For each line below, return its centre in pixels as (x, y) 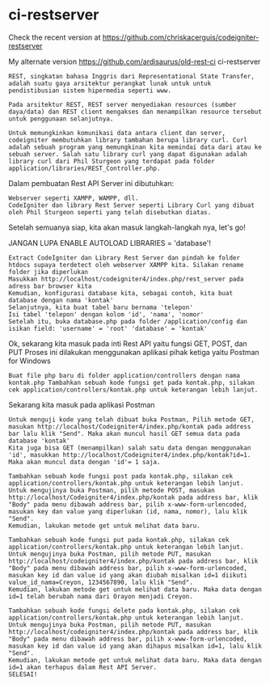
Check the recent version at (55, 37)
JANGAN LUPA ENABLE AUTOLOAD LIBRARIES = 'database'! (110, 243)
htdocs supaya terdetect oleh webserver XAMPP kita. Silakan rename (126, 264)
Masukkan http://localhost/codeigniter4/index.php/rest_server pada (126, 279)
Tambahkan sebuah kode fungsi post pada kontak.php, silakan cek (120, 476)
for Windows (30, 361)
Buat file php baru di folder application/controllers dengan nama (124, 375)
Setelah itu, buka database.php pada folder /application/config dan (128, 321)
